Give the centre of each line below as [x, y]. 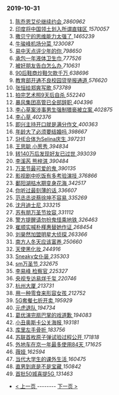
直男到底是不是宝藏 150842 [48, 367]
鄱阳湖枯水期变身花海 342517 [50, 183]
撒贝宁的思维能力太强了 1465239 [55, 36]
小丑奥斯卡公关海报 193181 [47, 323]
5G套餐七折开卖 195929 [44, 301]
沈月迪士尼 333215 [38, 205]
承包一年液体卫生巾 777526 [48, 58]
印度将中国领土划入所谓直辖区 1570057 [62, 29]
